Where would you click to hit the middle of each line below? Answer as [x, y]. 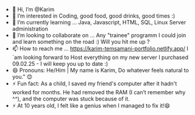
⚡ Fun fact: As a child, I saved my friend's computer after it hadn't [94, 83]
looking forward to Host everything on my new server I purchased [106, 57]
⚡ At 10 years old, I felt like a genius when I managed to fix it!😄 [91, 106]
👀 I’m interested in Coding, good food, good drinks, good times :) [94, 16]
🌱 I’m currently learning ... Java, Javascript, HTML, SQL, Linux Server [99, 22]
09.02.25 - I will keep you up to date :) [60, 64]
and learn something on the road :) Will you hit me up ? [81, 42]
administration [30, 29]
